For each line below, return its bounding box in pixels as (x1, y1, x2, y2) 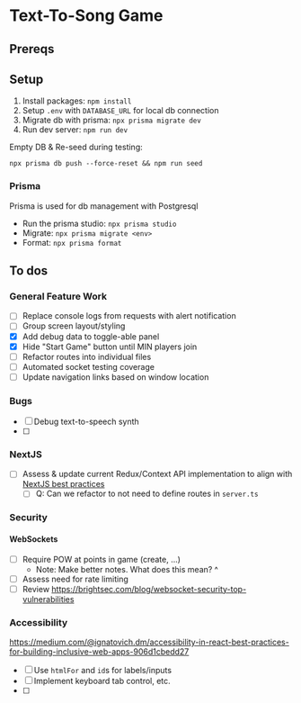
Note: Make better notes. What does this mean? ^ (35, 563, 218, 574)
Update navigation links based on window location (22, 371, 209, 383)
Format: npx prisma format (22, 237, 122, 248)
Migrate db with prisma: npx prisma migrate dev (22, 114, 202, 126)
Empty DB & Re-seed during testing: (9, 141, 143, 153)
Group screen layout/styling (22, 320, 126, 331)
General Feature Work (9, 290, 108, 302)
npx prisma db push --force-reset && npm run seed (9, 159, 203, 168)
